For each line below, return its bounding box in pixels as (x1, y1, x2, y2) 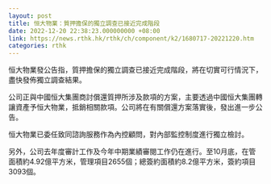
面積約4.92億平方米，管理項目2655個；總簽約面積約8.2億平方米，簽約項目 (8, 157, 256, 166)
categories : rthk (8, 42, 67, 50)
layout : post (8, 11, 52, 20)
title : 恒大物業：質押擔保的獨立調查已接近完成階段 (8, 19, 160, 27)
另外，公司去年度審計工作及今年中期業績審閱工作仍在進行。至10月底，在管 (8, 147, 256, 157)
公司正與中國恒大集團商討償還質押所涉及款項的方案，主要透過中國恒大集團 (8, 92, 256, 102)
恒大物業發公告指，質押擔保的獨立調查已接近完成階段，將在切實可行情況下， (8, 65, 263, 75)
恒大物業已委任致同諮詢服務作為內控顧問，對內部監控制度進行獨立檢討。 (8, 130, 248, 140)
